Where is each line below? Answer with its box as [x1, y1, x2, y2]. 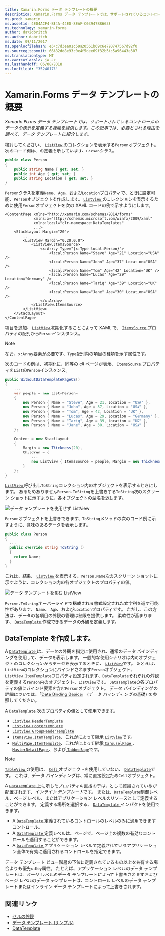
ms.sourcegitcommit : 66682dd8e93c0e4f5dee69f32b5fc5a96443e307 [5, 48, 137, 53]
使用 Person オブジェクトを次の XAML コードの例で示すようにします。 [13, 202, 153, 208]
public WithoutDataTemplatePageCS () [5, 377, 80, 382]
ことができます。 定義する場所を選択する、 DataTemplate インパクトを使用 [5, 801, 156, 807]
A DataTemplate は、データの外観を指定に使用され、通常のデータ [5, 648, 136, 654]
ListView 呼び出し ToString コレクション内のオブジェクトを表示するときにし [5, 483, 158, 488]
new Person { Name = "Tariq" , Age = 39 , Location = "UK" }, [23, 419, 148, 423]
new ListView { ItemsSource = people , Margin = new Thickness [31, 459, 162, 464]
